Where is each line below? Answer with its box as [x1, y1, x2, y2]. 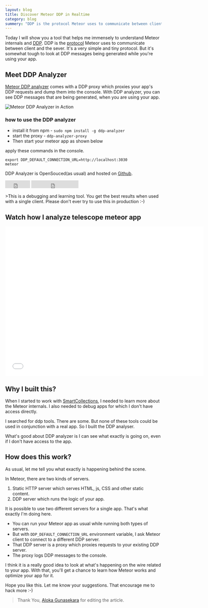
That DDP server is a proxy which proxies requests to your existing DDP [12, 541, 159, 548]
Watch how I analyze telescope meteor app [5, 213, 141, 222]
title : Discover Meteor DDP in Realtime [5, 12, 90, 17]
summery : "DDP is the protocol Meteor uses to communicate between [5, 21, 148, 26]
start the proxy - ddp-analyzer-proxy [12, 133, 87, 139]
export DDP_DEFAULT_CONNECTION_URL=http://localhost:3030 [5, 157, 128, 162]
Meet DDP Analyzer [5, 70, 67, 79]
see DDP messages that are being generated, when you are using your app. [5, 94, 160, 100]
